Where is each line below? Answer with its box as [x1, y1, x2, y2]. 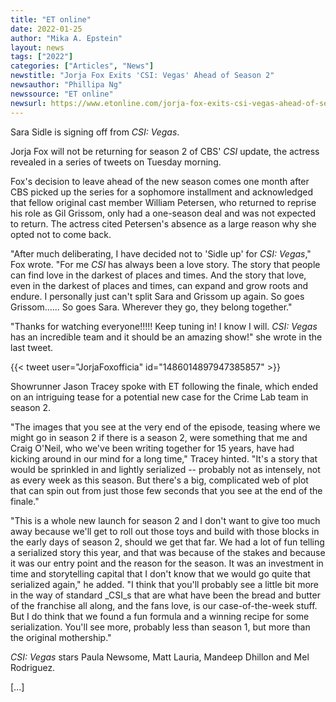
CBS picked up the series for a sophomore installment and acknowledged [10, 186, 313, 198]
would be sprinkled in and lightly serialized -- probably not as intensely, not [10, 463, 321, 475]
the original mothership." [10, 631, 112, 643]
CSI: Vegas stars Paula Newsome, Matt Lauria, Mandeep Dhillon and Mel [10, 651, 310, 663]
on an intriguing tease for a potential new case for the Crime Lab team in [10, 391, 309, 403]
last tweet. [10, 341, 54, 353]
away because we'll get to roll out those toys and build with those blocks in [10, 525, 320, 537]
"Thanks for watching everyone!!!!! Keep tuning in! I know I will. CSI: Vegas [10, 320, 318, 332]
